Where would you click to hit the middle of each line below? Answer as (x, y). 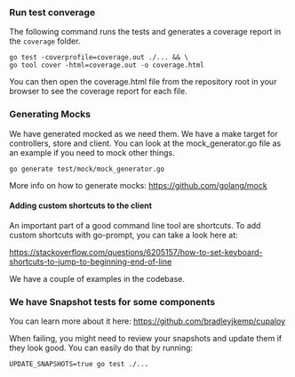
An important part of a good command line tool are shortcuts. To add (135, 225)
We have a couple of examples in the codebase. (97, 278)
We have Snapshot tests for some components (112, 301)
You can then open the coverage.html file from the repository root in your (143, 82)
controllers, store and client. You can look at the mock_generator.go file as (145, 143)
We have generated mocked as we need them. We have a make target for (144, 133)
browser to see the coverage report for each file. (99, 92)
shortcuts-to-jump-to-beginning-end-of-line (91, 261)
